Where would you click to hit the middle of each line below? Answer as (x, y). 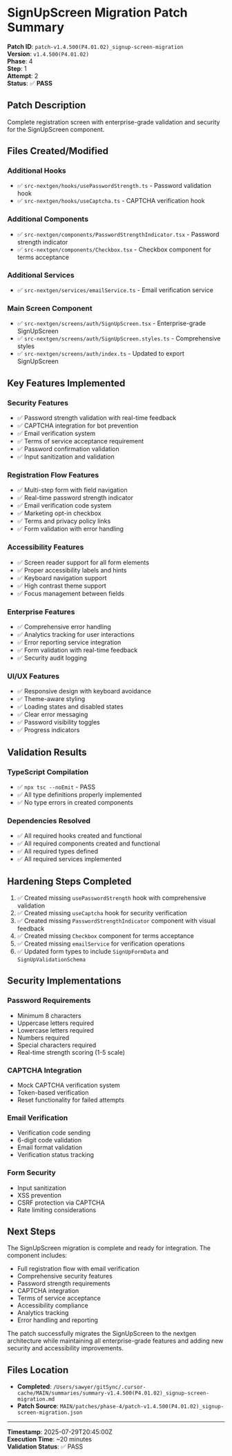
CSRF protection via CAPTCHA (61, 1203)
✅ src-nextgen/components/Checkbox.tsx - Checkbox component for (114, 249)
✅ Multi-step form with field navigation (72, 490)
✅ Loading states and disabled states (70, 707)
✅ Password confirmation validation (68, 449)
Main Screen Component (50, 308)
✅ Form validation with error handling (70, 529)
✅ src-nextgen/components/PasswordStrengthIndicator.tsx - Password (118, 234)
